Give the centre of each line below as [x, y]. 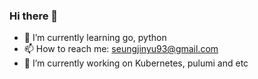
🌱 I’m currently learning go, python [95, 38]
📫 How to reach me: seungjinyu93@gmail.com [121, 49]
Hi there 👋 [34, 16]
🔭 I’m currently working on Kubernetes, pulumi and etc [136, 63]
